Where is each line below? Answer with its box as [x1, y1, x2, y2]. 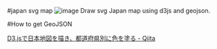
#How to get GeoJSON [7, 20, 73, 28]
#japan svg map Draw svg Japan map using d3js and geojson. [7, 7, 211, 14]
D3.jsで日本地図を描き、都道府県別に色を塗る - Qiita [7, 35, 155, 42]
